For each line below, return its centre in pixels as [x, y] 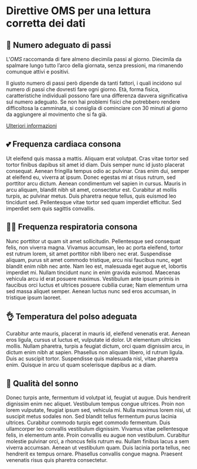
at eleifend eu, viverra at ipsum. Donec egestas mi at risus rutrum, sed [91, 177]
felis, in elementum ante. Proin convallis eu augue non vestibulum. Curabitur [98, 435]
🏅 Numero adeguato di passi [59, 45]
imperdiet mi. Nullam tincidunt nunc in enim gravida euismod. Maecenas [93, 272]
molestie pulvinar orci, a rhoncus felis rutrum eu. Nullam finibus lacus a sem [98, 441]
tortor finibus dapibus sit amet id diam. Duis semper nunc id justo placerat [95, 164]
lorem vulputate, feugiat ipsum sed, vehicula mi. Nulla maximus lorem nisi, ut [98, 410]
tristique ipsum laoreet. [34, 297]
